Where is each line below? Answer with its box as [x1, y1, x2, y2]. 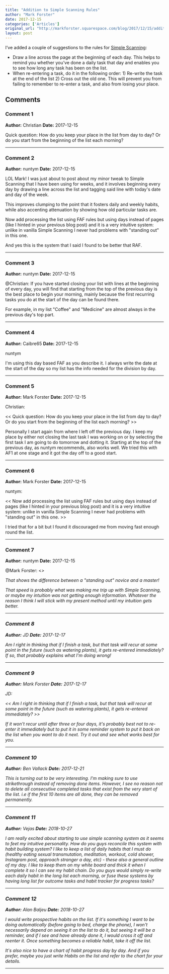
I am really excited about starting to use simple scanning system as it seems [5, 835, 164, 841]
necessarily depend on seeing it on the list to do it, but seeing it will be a [5, 927, 155, 933]
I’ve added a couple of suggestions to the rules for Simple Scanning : [5, 45, 147, 50]
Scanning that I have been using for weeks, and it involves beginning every [5, 181, 161, 187]
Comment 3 [5, 259, 35, 267]
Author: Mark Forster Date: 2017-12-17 [5, 681, 87, 687]
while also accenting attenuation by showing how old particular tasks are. [5, 207, 157, 213]
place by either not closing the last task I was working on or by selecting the [5, 433, 163, 440]
